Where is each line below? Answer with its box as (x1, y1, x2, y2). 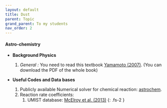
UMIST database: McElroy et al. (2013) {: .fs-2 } (27, 97, 125, 103)
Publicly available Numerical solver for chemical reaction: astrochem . (19, 87, 162, 93)
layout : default (5, 7, 39, 12)
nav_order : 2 (5, 26, 32, 31)
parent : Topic (5, 16, 35, 21)
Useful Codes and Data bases (12, 77, 75, 83)
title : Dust (5, 12, 30, 17)
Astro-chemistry (5, 41, 41, 47)
